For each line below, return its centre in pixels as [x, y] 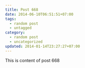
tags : [11, 19]
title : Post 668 [22, 10]
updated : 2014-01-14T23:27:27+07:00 [42, 46]
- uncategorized [26, 42]
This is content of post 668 [32, 60]
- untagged [21, 28]
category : [15, 33]
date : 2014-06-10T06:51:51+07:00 [39, 14]
